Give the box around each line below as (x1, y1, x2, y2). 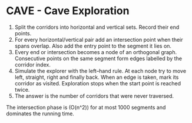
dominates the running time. (6, 110, 75, 117)
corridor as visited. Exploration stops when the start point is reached (14, 79, 181, 87)
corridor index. (14, 61, 51, 68)
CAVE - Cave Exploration (6, 4, 130, 18)
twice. (14, 86, 30, 93)
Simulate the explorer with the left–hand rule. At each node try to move (14, 67, 187, 74)
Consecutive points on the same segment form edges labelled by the (14, 55, 183, 62)
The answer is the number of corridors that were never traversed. (14, 92, 174, 99)
